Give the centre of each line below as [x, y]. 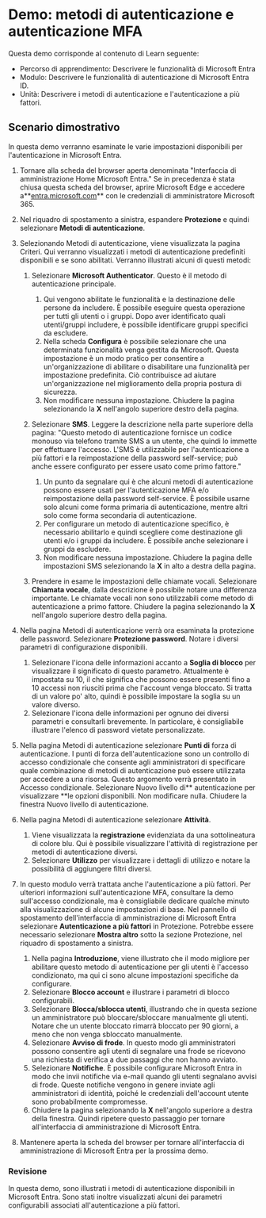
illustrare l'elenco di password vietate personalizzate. [118, 730]
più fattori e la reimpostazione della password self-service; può [135, 458]
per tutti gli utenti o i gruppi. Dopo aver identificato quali [134, 316]
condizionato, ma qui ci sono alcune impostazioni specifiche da [135, 975]
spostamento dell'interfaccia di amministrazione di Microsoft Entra [128, 917]
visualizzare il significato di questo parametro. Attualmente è [130, 671]
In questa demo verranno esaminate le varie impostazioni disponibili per [125, 146]
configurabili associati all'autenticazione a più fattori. [94, 1205]
